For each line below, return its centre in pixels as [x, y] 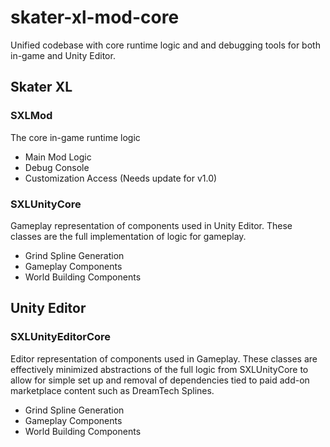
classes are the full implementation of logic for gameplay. [128, 236]
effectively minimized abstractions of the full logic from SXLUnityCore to [159, 369]
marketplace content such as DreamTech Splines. [112, 390]
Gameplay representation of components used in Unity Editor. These [151, 225]
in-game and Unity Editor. [63, 55]
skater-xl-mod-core [95, 17]
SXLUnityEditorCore [61, 337]
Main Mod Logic [58, 157]
